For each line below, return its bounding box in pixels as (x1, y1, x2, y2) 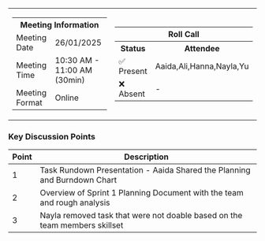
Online (54, 92, 79, 103)
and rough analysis (39, 197, 110, 208)
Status (120, 43, 146, 54)
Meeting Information (20, 20, 99, 30)
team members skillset (39, 220, 124, 231)
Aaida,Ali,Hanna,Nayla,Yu (155, 61, 249, 72)
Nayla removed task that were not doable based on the (39, 210, 243, 221)
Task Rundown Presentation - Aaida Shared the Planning (39, 165, 251, 176)
